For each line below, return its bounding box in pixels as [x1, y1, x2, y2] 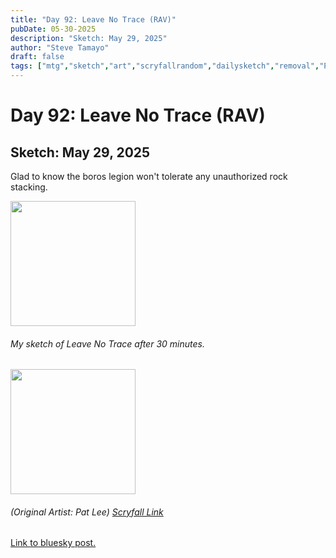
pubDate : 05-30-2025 [10, 24, 97, 34]
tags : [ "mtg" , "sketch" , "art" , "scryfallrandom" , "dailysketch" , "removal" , [10, 61, 320, 71]
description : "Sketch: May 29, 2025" [10, 33, 168, 43]
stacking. [10, 181, 48, 193]
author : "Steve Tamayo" [10, 42, 110, 53]
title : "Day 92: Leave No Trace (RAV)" [10, 14, 177, 25]
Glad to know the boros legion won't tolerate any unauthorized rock [10, 171, 288, 182]
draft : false [10, 52, 65, 62]
